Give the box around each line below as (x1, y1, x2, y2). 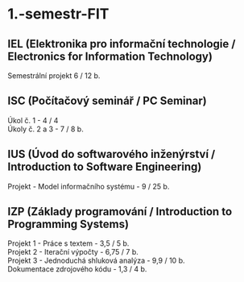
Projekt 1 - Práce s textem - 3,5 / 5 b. (7, 238, 130, 248)
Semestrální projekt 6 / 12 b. (7, 71, 101, 81)
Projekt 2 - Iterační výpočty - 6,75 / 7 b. (7, 247, 139, 257)
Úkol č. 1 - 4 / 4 (7, 115, 59, 125)
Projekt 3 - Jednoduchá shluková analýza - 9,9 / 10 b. (7, 255, 185, 266)
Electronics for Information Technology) (7, 49, 213, 63)
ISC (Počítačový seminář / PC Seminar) (7, 94, 207, 108)
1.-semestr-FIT (7, 5, 110, 23)
